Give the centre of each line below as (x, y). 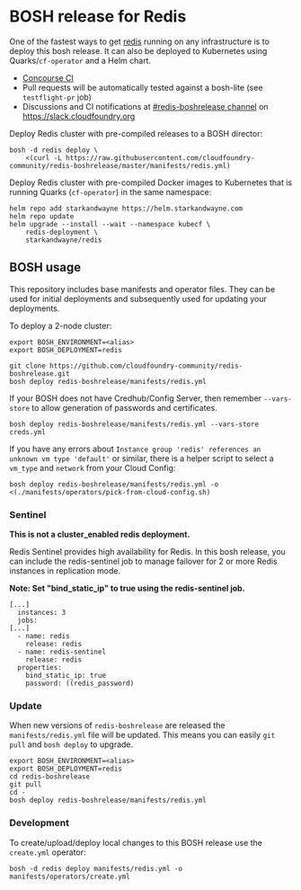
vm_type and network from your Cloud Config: (93, 467)
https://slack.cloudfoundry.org (79, 116)
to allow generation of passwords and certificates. (124, 407)
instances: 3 (42, 613)
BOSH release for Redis (98, 17)
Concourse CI (48, 77)
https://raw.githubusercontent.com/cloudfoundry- (160, 158)
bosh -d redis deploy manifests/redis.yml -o (96, 868)
